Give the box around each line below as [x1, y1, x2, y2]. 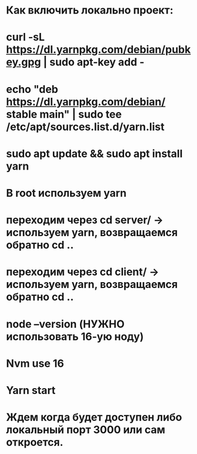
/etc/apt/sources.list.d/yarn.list [6, 120, 165, 133]
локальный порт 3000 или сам [6, 423, 166, 436]
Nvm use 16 [6, 357, 65, 370]
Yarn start [6, 383, 56, 397]
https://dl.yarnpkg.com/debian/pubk [6, 43, 191, 57]
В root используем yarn [6, 186, 127, 200]
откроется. [6, 436, 64, 449]
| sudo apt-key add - [43, 55, 145, 69]
